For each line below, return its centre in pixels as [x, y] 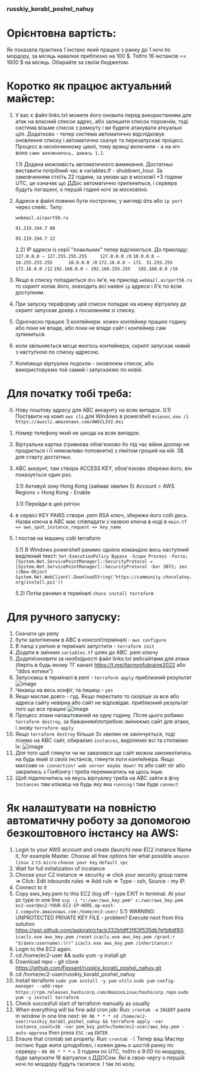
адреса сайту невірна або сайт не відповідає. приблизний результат [102, 702]
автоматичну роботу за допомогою [99, 820]
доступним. [30, 292]
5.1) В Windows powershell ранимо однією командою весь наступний [102, 549]
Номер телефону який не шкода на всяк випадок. [78, 433]
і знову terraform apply [44, 727]
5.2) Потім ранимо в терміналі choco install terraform [84, 593]
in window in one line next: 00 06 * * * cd [67, 1016]
